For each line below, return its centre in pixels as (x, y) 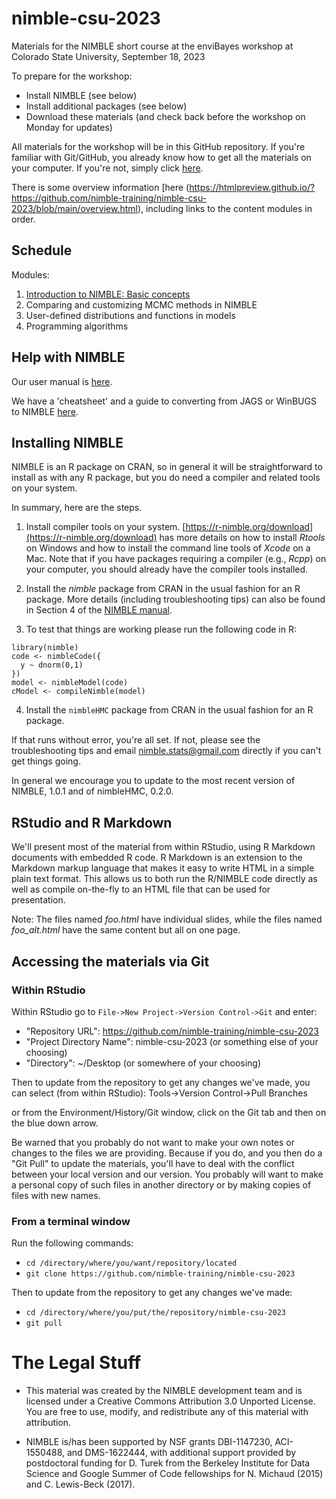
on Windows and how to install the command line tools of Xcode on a (168, 548)
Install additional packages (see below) (106, 106)
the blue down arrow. (55, 1123)
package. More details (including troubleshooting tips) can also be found (175, 599)
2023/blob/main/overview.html (74, 208)
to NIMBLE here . (45, 411)
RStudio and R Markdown (92, 822)
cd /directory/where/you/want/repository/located (131, 1263)
